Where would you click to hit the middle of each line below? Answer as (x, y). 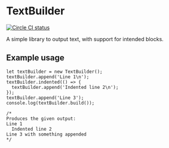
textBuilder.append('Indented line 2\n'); (65, 87)
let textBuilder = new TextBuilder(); (54, 72)
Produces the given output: (41, 118)
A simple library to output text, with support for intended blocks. (85, 39)
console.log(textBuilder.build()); (50, 103)
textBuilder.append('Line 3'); (45, 98)
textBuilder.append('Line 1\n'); (48, 77)
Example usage (35, 58)
